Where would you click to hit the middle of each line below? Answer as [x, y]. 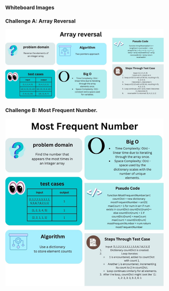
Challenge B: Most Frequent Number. [52, 111]
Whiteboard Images [30, 8]
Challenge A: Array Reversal [40, 21]
